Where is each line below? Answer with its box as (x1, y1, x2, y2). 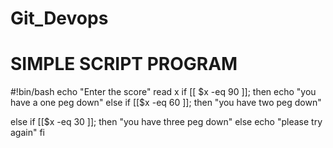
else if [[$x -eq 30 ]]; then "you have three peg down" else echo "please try (10, 116, 323, 128)
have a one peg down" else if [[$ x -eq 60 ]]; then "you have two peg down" (10, 97, 322, 109)
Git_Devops (10, 7, 109, 30)
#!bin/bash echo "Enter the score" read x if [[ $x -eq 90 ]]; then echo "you (10, 86, 317, 98)
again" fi (10, 127, 46, 139)
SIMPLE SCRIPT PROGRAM (10, 53, 238, 76)
